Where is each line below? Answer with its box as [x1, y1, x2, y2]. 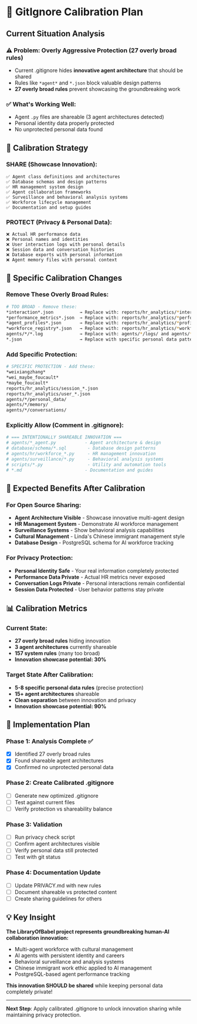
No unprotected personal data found [14, 126, 103, 133]
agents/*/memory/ [6, 402, 49, 408]
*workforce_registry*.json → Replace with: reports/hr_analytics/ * [6, 325, 180, 332]
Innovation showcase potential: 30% [14, 656, 107, 663]
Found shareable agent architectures [14, 757, 104, 764]
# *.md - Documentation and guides [6, 467, 154, 473]
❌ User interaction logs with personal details [6, 241, 125, 248]
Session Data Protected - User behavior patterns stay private [14, 586, 164, 593]
